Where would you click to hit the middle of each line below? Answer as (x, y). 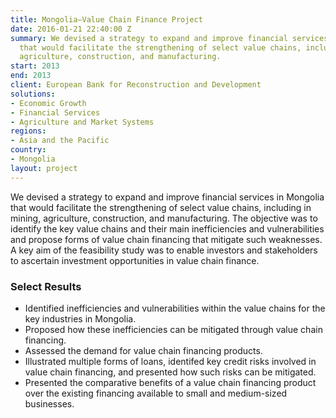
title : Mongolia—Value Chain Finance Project (106, 19)
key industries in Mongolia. (80, 318)
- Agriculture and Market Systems (82, 122)
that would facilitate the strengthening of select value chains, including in (161, 207)
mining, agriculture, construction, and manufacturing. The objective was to (164, 218)
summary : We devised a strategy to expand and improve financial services (169, 38)
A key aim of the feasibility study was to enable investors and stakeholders (164, 250)
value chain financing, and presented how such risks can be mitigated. (170, 372)
